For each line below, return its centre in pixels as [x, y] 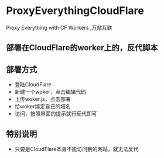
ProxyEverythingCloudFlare [75, 11]
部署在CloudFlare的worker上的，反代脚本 [82, 48]
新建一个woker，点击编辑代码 [50, 92]
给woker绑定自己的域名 [43, 107]
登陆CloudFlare [33, 85]
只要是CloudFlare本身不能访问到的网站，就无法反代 [76, 149]
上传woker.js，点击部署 [43, 99]
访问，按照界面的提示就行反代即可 [56, 114]
